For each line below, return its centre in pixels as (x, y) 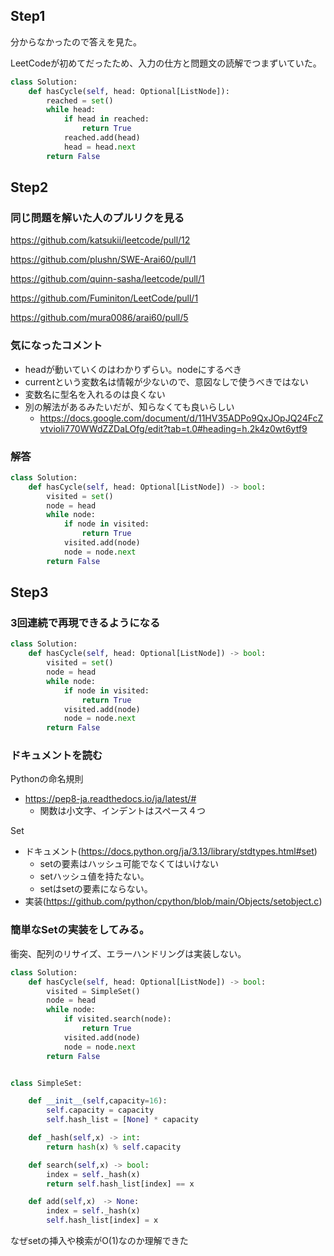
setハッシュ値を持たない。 (94, 876)
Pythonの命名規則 (47, 779)
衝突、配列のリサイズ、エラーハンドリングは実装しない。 (128, 953)
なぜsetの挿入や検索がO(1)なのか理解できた (99, 1240)
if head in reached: (106, 119)
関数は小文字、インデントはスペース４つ (122, 811)
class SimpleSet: (46, 1083)
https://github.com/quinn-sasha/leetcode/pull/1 (107, 279)
